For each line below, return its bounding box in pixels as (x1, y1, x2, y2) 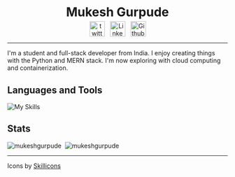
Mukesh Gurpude (66, 4, 169, 20)
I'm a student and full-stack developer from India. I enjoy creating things (7, 49, 215, 57)
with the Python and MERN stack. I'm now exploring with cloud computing (7, 57, 221, 65)
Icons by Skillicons (7, 162, 62, 170)
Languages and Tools (7, 84, 103, 96)
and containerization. (7, 64, 69, 72)
